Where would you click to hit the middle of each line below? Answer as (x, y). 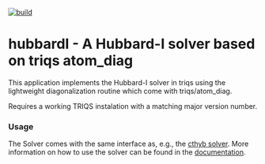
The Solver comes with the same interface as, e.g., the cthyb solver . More (129, 144)
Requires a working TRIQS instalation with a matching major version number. (133, 106)
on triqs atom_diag (71, 61)
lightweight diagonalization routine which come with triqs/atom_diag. (120, 91)
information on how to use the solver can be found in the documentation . (127, 152)
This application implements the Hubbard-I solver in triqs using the (117, 82)
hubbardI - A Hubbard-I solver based (132, 44)
